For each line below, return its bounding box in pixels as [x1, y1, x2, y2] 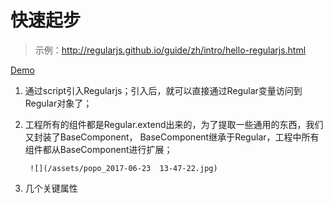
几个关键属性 [24, 182, 78, 194]
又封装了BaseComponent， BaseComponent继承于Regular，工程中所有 [24, 131, 320, 143]
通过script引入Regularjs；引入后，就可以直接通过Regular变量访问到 [24, 84, 303, 96]
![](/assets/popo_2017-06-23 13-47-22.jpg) [29, 163, 218, 173]
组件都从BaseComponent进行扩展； [24, 143, 173, 155]
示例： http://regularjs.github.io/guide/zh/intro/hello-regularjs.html [34, 44, 307, 56]
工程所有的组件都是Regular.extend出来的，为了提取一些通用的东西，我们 [24, 118, 324, 130]
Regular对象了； [24, 97, 93, 109]
